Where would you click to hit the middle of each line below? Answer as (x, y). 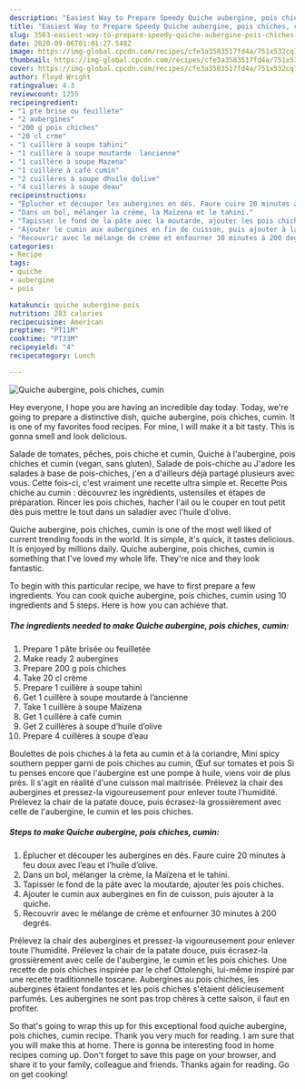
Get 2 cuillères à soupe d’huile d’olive (93, 726)
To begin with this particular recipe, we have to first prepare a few (133, 585)
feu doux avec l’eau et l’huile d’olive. (90, 864)
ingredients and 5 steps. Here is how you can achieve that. (119, 605)
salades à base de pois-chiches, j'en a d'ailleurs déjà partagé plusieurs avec (152, 473)
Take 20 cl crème (55, 678)
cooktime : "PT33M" (44, 339)
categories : (32, 247)
